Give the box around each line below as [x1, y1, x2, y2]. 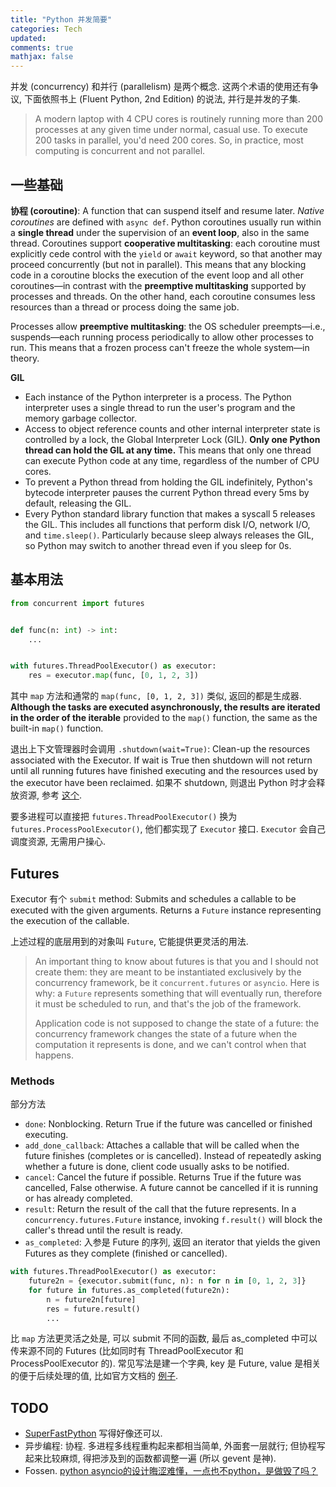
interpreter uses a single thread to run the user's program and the [24, 401, 296, 413]
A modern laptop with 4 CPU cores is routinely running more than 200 [34, 113, 324, 125]
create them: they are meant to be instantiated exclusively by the [34, 966, 302, 978]
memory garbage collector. [24, 412, 137, 424]
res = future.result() [46, 1304, 141, 1314]
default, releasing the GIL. [24, 497, 132, 509]
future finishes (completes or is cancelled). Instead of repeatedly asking [24, 1150, 322, 1162]
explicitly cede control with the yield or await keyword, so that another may [10, 247, 323, 260]
